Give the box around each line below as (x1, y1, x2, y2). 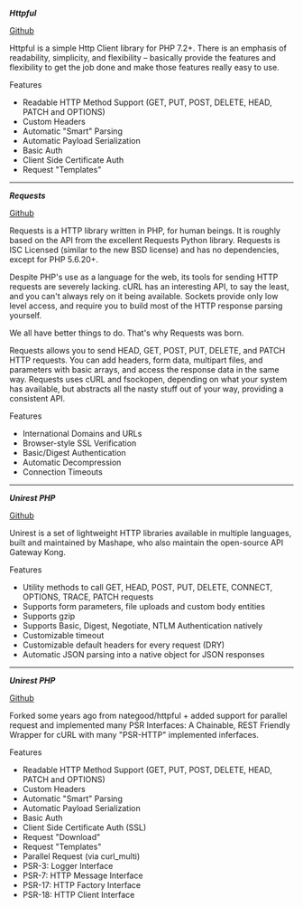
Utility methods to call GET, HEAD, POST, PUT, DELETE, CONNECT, (22, 582, 273, 592)
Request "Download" (22, 832, 101, 842)
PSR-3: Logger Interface (22, 861, 114, 871)
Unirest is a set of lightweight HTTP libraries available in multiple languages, (9, 528, 292, 538)
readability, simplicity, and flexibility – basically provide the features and (9, 52, 277, 62)
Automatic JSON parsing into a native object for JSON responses (22, 649, 265, 659)
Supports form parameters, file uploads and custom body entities (22, 601, 266, 611)
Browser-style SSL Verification (22, 438, 137, 449)
